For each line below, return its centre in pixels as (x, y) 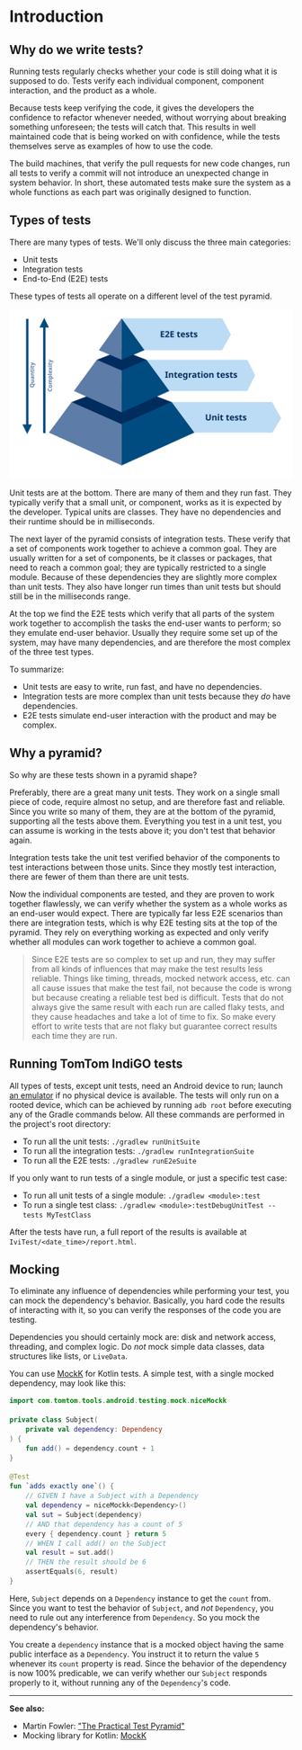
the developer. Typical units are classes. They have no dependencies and (145, 512)
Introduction (57, 17)
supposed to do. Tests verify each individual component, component (137, 81)
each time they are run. (74, 1035)
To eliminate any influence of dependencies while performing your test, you (149, 1291)
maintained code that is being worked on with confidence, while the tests (145, 136)
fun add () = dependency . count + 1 (90, 1448)
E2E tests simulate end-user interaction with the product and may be (149, 716)
